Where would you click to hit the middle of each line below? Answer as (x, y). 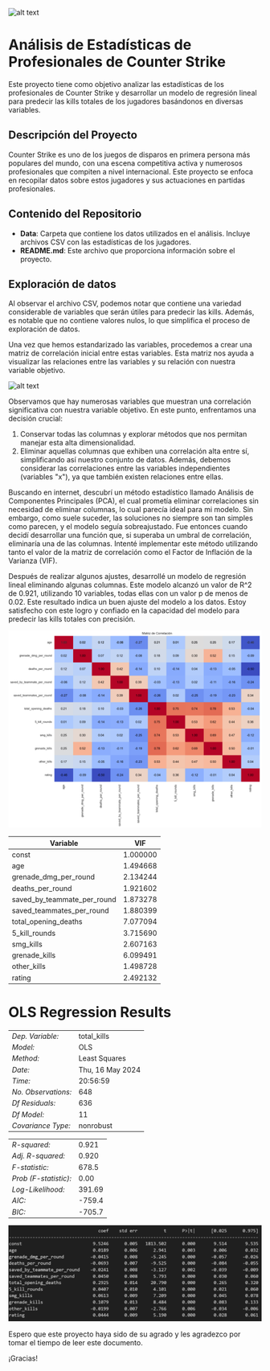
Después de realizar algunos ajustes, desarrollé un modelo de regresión (127, 577)
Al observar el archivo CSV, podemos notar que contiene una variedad (125, 304)
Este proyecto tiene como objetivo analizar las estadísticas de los (117, 84)
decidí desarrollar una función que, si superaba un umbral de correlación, (130, 536)
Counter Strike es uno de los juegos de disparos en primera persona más (129, 154)
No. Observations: (42, 1092)
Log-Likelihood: (38, 1189)
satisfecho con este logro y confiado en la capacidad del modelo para (124, 610)
